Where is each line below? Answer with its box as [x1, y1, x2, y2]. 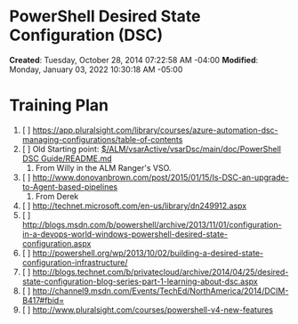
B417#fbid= [21, 295, 65, 305]
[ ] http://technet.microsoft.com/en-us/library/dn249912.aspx [21, 200, 247, 211]
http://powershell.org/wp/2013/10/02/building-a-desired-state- [32, 247, 264, 258]
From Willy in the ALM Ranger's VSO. [35, 162, 172, 173]
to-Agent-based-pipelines [21, 181, 118, 192]
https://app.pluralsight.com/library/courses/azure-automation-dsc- [32, 125, 278, 135]
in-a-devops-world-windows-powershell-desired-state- [21, 229, 229, 239]
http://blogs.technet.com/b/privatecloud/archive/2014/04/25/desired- [32, 266, 289, 277]
